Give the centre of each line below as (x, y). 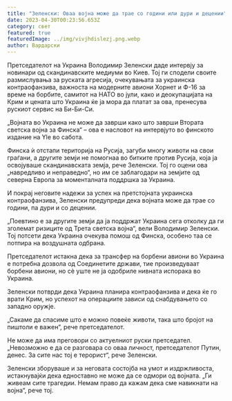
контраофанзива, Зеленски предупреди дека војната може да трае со (111, 200)
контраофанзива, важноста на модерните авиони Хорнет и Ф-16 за (106, 87)
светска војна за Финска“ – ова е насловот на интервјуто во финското (110, 130)
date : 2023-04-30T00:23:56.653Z (54, 20)
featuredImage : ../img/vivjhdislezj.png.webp (74, 39)
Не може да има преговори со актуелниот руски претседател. (99, 340)
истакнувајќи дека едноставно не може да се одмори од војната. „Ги (109, 376)
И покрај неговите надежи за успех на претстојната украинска (100, 193)
